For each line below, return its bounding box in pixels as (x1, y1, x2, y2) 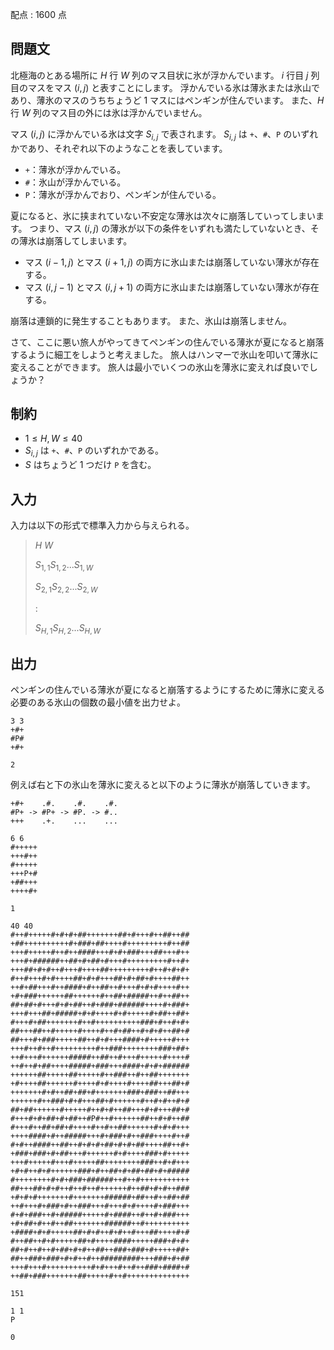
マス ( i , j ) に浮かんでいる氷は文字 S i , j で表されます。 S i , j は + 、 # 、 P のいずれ (10, 128, 319, 142)
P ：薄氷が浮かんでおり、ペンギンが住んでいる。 (24, 188, 222, 200)
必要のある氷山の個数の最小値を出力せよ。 (10, 696, 186, 708)
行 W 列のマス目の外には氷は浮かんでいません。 (10, 106, 208, 118)
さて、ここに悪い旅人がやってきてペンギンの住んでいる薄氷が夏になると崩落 (10, 336, 325, 348)
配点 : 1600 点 (10, 9, 67, 20)
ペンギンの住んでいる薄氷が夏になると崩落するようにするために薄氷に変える (10, 684, 326, 696)
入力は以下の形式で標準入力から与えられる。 (10, 519, 195, 532)
